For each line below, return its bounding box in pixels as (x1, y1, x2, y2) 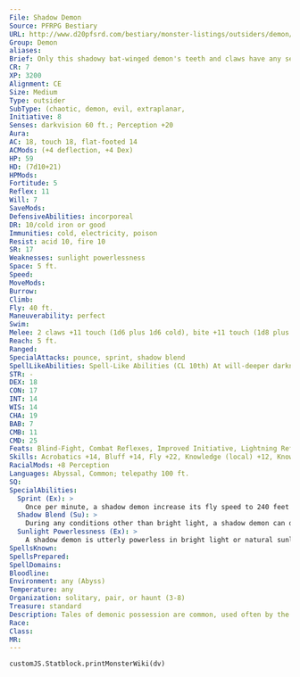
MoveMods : (9, 278, 46, 287)
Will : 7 (9, 195, 38, 205)
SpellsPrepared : (9, 552, 70, 561)
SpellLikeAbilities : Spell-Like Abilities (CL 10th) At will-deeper (9, 361, 270, 370)
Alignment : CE (9, 79, 62, 88)
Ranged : (9, 344, 38, 353)
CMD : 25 (9, 436, 38, 445)
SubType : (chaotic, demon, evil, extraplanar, (9, 104, 186, 113)
